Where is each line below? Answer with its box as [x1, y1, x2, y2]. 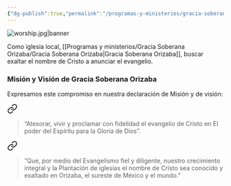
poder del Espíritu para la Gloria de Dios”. [23, 127, 141, 135]
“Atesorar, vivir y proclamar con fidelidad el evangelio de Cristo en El [23, 119, 219, 127]
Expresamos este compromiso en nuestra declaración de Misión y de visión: [7, 90, 223, 98]
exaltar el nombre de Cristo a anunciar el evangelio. [7, 56, 153, 65]
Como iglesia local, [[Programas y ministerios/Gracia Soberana [7, 42, 186, 50]
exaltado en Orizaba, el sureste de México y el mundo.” [23, 171, 181, 179]
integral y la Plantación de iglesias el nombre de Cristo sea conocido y [23, 163, 223, 172]
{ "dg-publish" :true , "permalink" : [7, 10, 103, 17]
